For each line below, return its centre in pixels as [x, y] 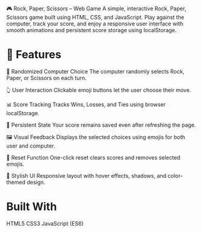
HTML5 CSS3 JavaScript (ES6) [45, 223]
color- [175, 175]
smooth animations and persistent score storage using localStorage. [92, 30]
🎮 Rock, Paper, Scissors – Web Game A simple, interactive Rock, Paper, [96, 8]
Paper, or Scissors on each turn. [46, 78]
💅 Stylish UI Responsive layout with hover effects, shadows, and [86, 175]
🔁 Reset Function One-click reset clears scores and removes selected [93, 157]
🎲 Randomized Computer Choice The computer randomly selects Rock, [96, 71]
